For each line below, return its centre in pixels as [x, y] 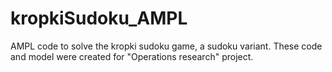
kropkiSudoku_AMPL [99, 18]
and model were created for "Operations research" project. [132, 56]
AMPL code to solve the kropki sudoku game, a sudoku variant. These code [166, 46]
